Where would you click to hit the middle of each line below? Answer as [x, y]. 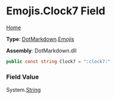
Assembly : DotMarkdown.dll [41, 50]
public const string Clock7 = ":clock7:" [58, 61]
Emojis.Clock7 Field [56, 11]
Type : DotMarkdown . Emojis [40, 39]
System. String [24, 90]
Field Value [23, 77]
